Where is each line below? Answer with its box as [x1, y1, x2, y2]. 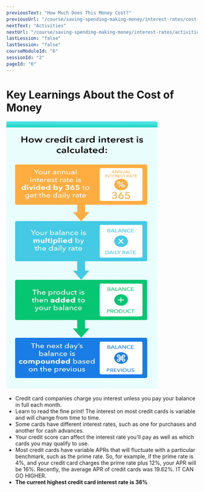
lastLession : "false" [6, 35, 61, 42]
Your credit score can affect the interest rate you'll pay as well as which [15, 433, 194, 440]
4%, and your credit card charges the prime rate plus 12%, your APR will [15, 459, 196, 467]
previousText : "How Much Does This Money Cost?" [6, 10, 132, 16]
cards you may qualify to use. [15, 440, 89, 447]
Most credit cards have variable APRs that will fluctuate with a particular [15, 446, 195, 453]
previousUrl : [6, 16, 39, 22]
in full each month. [15, 401, 62, 408]
